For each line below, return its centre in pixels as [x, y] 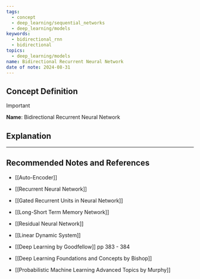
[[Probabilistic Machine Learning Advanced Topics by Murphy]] [93, 269]
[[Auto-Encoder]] [36, 177]
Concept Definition [42, 91]
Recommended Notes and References [78, 163]
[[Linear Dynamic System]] [48, 235]
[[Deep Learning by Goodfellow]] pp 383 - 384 [72, 247]
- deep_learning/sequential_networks [58, 23]
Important [18, 106]
